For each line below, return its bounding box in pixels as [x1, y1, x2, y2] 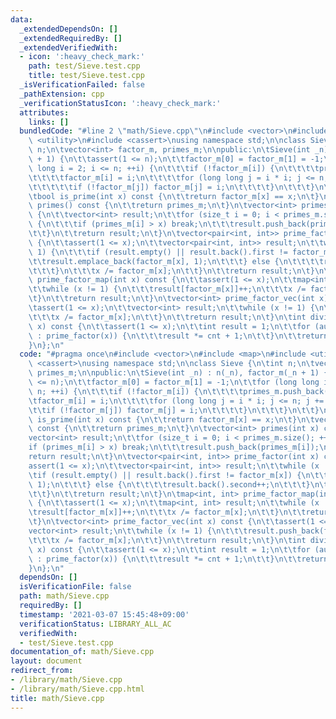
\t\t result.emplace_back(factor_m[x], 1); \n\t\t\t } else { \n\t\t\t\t [28, 256, 325, 266]
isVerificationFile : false [19, 582, 132, 592]
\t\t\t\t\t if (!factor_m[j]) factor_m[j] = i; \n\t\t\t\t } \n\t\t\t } [28, 182, 315, 192]
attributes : [19, 107, 70, 118]
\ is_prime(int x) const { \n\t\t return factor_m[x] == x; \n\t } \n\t [28, 414, 315, 425]
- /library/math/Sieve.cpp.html [10, 684, 145, 694]
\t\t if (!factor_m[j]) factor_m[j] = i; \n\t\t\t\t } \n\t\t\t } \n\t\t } [28, 405, 320, 415]
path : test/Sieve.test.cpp [28, 61, 141, 71]
